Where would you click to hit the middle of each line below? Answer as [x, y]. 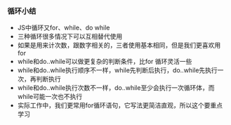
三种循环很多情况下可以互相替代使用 [70, 37]
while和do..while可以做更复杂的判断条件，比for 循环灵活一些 [105, 62]
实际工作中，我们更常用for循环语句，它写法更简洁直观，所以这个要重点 [120, 105]
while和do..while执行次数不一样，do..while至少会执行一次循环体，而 [116, 88]
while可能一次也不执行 [50, 97]
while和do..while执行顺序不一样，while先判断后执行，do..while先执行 [117, 70]
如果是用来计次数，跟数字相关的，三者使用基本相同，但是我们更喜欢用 [119, 45]
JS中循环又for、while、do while [64, 28]
